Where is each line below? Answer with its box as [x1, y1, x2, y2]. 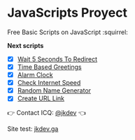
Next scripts [7, 41, 44, 49]
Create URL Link [17, 94, 65, 102]
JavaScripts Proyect [7, 5, 128, 21]
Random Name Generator [17, 86, 92, 95]
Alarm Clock [17, 71, 54, 79]
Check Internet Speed [17, 79, 81, 87]
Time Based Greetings [17, 63, 82, 71]
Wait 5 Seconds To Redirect [17, 54, 98, 63]
